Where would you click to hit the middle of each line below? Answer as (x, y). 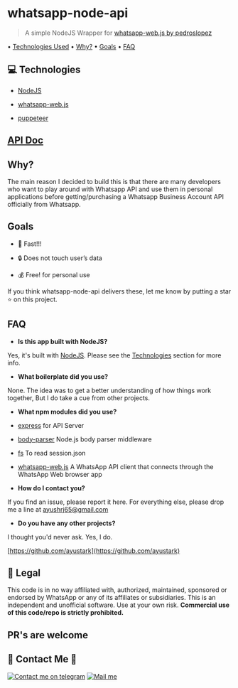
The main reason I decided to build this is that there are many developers (114, 181)
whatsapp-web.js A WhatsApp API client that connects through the (116, 466)
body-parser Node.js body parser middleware (85, 439)
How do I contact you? (51, 488)
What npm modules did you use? (67, 412)
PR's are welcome (48, 635)
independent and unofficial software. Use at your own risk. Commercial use (118, 605)
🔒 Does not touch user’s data (60, 258)
